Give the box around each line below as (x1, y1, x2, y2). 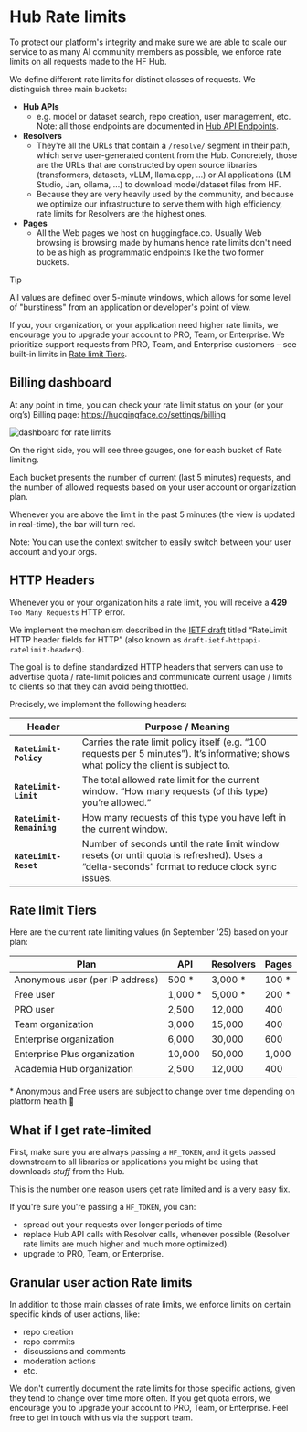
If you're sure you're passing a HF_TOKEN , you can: (9, 1202, 196, 1213)
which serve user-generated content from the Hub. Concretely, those (36, 149, 298, 161)
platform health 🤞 (9, 1096, 75, 1107)
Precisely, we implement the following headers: (9, 698, 187, 709)
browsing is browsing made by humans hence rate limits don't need (36, 237, 291, 248)
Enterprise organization (14, 1033, 115, 1045)
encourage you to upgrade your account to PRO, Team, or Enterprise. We (9, 329, 285, 340)
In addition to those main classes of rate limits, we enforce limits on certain (9, 1299, 291, 1310)
